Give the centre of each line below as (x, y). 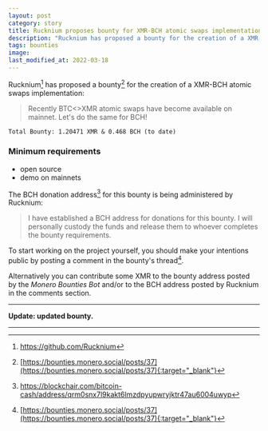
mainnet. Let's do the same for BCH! (87, 117)
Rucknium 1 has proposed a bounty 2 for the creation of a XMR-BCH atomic (130, 83)
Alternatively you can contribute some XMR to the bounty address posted (129, 276)
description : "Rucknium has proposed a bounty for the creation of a (126, 38)
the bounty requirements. (69, 235)
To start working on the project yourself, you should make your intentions (128, 251)
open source (41, 169)
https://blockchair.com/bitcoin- (71, 386)
